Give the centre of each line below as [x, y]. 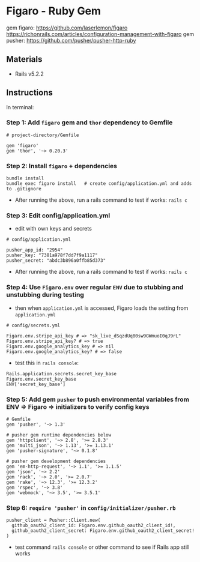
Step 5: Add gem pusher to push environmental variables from [98, 399]
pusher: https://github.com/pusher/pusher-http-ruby [71, 40]
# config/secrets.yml [33, 325]
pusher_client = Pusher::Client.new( [53, 521]
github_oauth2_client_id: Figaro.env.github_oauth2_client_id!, [94, 526]
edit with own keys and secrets [53, 229]
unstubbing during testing [45, 295]
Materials [24, 59]
